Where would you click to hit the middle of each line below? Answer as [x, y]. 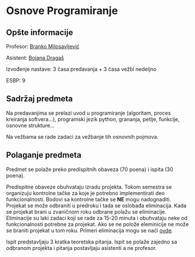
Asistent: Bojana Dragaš [35, 58]
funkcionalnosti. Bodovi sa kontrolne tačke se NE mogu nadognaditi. [89, 199]
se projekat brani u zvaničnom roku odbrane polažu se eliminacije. [86, 211]
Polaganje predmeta [44, 155]
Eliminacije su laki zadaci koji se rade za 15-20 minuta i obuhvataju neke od [97, 218]
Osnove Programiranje [62, 11]
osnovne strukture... [30, 125]
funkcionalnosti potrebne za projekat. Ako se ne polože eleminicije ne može [97, 224]
